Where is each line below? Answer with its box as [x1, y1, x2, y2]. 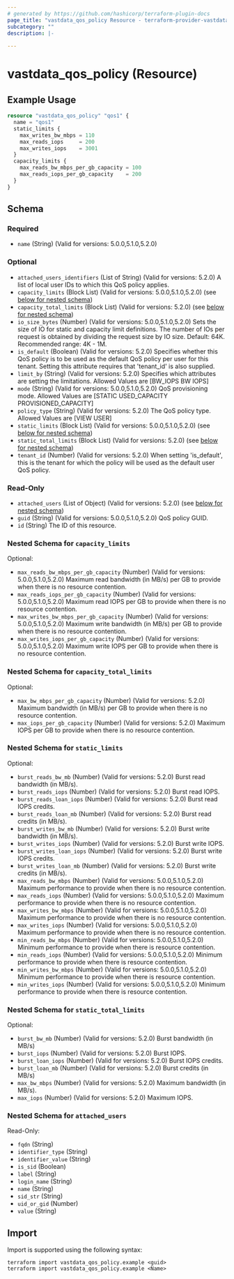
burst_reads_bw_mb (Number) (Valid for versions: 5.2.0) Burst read [17, 772, 205, 781]
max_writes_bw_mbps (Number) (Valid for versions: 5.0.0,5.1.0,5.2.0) [17, 906, 207, 914]
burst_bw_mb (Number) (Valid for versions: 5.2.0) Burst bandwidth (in [17, 1034, 214, 1043]
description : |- [7, 29, 54, 37]
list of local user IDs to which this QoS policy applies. [17, 280, 169, 289]
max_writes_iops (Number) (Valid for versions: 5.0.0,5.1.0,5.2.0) [17, 921, 198, 929]
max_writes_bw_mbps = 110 [19, 132, 95, 139]
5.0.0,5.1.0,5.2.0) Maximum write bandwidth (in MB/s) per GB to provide [17, 620, 223, 628]
